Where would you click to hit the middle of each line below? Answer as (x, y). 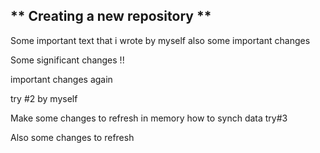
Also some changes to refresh (72, 137)
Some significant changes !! (67, 60)
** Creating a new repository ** (111, 16)
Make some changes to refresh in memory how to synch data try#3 (149, 118)
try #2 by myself (44, 98)
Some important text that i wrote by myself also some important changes (160, 40)
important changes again (61, 79)
